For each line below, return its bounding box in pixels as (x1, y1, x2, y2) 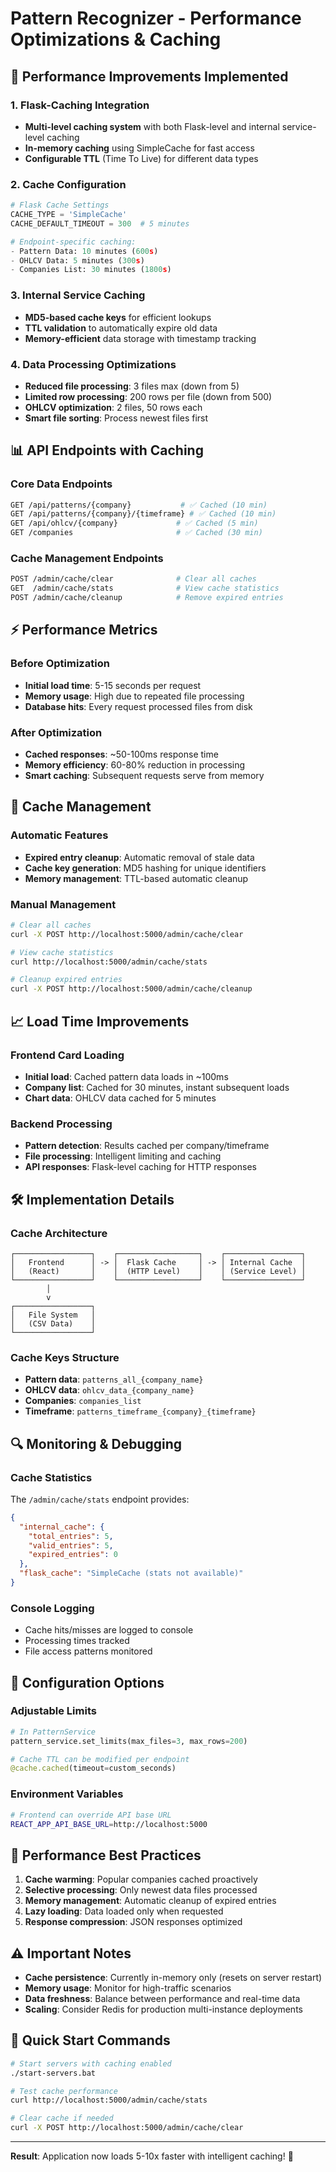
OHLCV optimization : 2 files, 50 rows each (24, 401, 203, 413)
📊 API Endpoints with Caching (10, 442, 204, 459)
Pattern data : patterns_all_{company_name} (24, 1373, 204, 1386)
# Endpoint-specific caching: (10, 237, 137, 247)
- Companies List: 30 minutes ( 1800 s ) (10, 265, 172, 275)
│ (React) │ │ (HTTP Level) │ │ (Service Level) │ (10, 1266, 307, 1276)
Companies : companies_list (24, 1395, 142, 1407)
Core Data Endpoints (10, 477, 113, 491)
